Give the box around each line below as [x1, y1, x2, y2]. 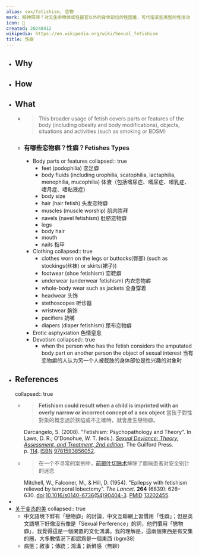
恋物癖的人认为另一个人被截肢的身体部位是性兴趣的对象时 [41, 356, 182, 364]
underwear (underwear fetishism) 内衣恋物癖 [41, 277, 151, 284]
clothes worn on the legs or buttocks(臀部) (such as [41, 255, 168, 262]
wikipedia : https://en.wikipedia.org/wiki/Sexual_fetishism [6, 31, 159, 37]
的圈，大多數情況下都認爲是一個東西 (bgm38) [23, 535, 135, 542]
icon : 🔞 [6, 20, 26, 26]
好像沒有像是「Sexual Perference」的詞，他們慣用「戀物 [44, 520, 184, 527]
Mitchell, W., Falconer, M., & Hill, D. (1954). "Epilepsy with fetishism [23, 479, 188, 486]
